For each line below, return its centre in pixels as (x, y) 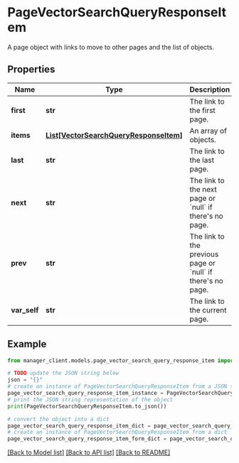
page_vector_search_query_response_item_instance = (85, 393)
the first (202, 110)
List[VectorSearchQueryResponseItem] (114, 135)
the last (202, 160)
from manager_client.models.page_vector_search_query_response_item (111, 360)
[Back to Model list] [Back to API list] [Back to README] (89, 452)
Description (210, 89)
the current (208, 310)
